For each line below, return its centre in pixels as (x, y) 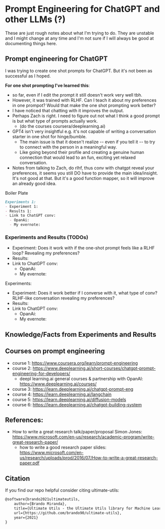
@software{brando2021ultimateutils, (42, 499)
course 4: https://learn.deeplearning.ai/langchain (62, 394)
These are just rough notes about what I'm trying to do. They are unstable (80, 33)
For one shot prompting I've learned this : (47, 85)
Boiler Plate (17, 193)
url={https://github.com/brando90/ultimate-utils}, (68, 513)
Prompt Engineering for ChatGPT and (82, 9)
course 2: (22, 368)
